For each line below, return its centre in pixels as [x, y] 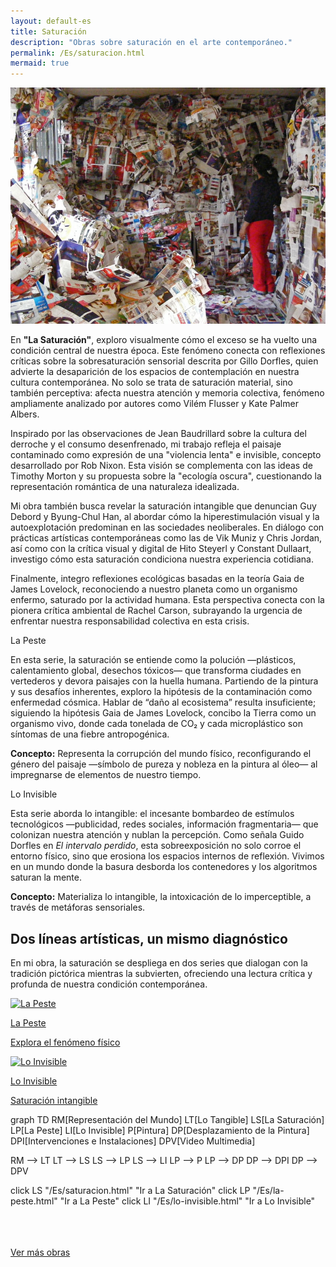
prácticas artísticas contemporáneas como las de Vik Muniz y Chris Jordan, [166, 538]
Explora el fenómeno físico [65, 1042]
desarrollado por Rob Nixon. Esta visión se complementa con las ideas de [161, 466]
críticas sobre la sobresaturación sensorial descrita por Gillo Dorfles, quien [164, 361]
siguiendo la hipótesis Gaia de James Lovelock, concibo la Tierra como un [163, 713]
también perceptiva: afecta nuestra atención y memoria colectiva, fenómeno [167, 393]
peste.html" [34, 1201]
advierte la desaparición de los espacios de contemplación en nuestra [155, 372]
